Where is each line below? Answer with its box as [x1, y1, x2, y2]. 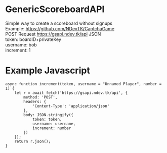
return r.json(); [14, 139, 51, 144]
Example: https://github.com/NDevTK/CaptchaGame [5, 25, 115, 31]
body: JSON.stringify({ [23, 112, 73, 117]
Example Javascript [5, 65, 90, 76]
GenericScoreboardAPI [5, 4, 105, 15]
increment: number [32, 125, 71, 131]
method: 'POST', [23, 94, 58, 99]
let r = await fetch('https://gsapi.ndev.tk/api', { [14, 90, 128, 95]
